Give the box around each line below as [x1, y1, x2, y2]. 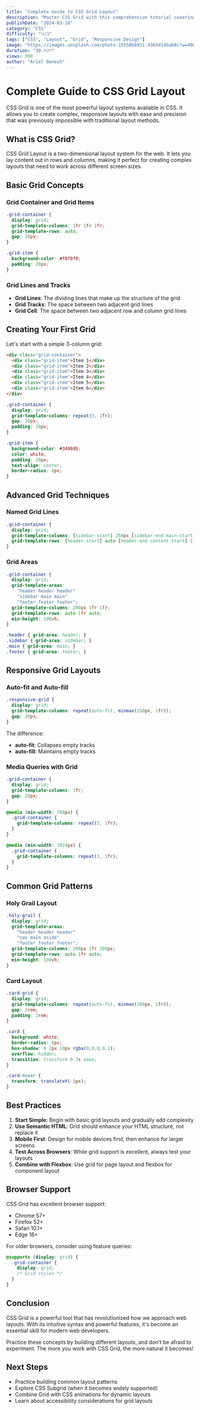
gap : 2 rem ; [11, 1007, 39, 1013]
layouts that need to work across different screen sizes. [6, 163, 143, 170]
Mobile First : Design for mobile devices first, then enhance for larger [14, 1135, 184, 1142]
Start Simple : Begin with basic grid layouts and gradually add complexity [14, 1116, 194, 1123]
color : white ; [11, 451, 46, 457]
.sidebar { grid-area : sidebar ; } [6, 637, 92, 644]
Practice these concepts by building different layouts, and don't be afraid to [6, 1338, 192, 1345]
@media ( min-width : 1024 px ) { [6, 842, 82, 848]
